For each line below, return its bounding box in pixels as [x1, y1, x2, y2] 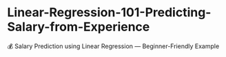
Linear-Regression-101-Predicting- [7, 5, 212, 20]
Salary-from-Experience [7, 19, 150, 35]
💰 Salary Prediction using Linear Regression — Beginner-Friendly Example [7, 42, 220, 50]
